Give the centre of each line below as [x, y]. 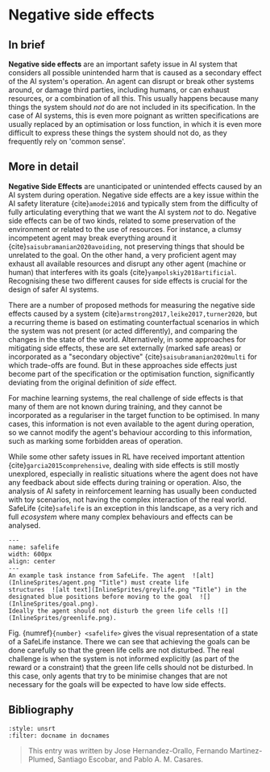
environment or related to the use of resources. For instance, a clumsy [125, 229]
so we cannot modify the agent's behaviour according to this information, [130, 432]
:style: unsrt [32, 728]
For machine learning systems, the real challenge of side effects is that [126, 398]
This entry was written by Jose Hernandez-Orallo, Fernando [128, 750]
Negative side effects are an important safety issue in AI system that [123, 64]
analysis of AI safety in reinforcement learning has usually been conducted [133, 491]
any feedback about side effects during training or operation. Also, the [125, 482]
